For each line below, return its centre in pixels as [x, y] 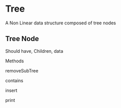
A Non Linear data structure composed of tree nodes [60, 23]
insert [11, 90]
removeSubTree [22, 70]
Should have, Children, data [34, 51]
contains [14, 80]
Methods [15, 61]
